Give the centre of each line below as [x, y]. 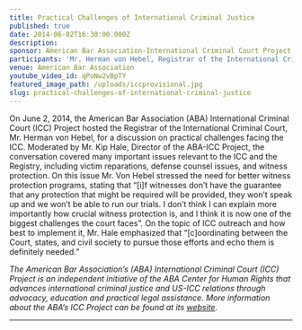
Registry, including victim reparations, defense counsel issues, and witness [148, 166]
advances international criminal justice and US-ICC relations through [138, 288]
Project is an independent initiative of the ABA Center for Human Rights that [150, 278]
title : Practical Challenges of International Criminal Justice [132, 17]
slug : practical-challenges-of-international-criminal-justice [130, 92]
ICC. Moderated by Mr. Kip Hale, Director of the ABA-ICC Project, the [137, 147]
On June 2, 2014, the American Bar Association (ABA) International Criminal [149, 118]
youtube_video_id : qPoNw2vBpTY [68, 76]
